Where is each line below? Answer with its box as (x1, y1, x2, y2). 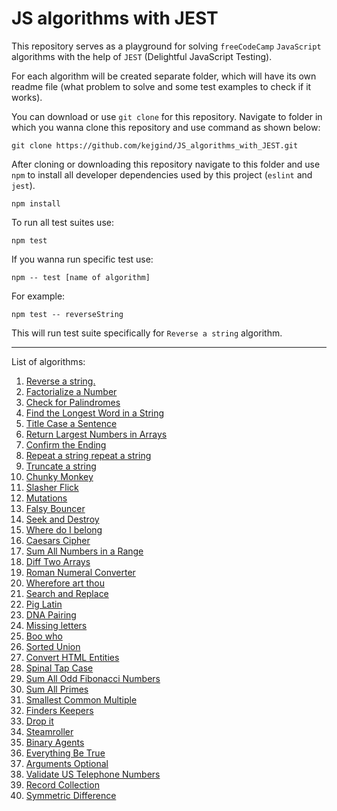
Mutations (25, 492, 68, 504)
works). (11, 91, 43, 103)
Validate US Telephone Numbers (25, 768, 161, 780)
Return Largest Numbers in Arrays (25, 428, 168, 440)
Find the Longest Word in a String (25, 407, 165, 419)
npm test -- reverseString (11, 309, 124, 319)
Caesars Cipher (25, 534, 91, 546)
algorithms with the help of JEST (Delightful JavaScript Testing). (11, 50, 273, 62)
